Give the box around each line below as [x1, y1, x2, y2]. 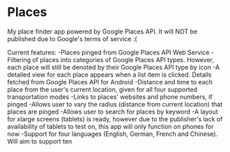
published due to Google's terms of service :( [7, 34, 137, 43]
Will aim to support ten [7, 137, 72, 145]
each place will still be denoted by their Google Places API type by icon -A [7, 63, 220, 71]
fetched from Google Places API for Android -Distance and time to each [7, 77, 213, 86]
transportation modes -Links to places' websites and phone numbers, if [7, 92, 213, 101]
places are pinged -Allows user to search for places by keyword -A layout [7, 107, 218, 116]
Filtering [7, 55, 31, 63]
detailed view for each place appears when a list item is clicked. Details [7, 70, 212, 79]
